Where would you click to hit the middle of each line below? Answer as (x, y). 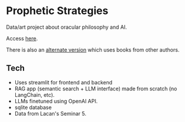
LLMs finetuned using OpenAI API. (56, 101)
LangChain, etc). (35, 94)
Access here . (22, 38)
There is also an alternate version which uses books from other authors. (93, 50)
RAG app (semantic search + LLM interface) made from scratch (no (96, 89)
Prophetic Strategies (57, 11)
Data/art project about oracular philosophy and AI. (66, 27)
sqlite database (33, 107)
